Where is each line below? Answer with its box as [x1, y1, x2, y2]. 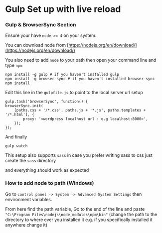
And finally [5, 134, 27, 140]
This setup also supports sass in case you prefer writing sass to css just [5, 152, 153, 158]
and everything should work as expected [5, 167, 89, 173]
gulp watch [5, 143, 28, 149]
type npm [5, 62, 22, 68]
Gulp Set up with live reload [5, 3, 121, 15]
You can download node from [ [5, 42, 69, 48]
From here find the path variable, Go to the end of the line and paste [5, 206, 145, 212]
